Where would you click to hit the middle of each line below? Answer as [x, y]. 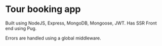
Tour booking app [43, 9]
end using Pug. [21, 28]
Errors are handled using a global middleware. [53, 38]
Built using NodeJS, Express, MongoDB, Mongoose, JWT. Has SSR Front [81, 23]
